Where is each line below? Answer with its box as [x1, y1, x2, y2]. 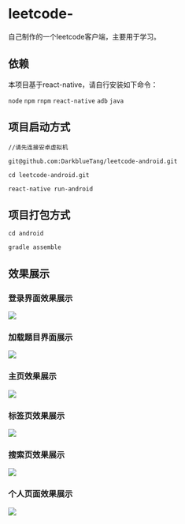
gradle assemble [8, 243, 61, 251]
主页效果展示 [8, 371, 57, 382]
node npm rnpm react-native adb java [8, 96, 124, 105]
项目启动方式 [8, 120, 71, 134]
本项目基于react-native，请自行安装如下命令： [8, 80, 158, 89]
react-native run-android [8, 185, 93, 193]
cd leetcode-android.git [8, 171, 90, 179]
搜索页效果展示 [8, 449, 65, 460]
